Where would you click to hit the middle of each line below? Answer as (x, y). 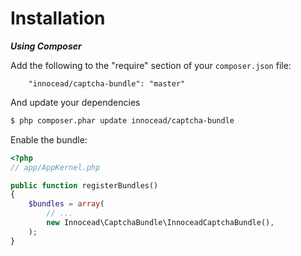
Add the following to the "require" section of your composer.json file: (151, 65)
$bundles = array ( (66, 204)
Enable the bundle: (49, 139)
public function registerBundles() (84, 185)
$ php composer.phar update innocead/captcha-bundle (122, 120)
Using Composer (46, 46)
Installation (58, 18)
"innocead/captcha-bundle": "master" (107, 83)
